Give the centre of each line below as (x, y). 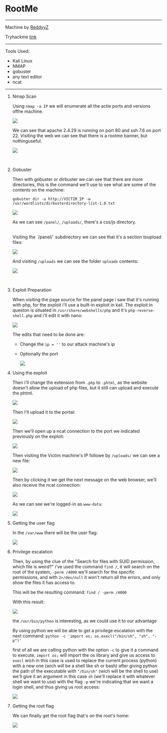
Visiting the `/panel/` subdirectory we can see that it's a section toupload (87, 237)
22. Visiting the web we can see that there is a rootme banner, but (80, 136)
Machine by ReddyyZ (27, 27)
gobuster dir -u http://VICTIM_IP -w (51, 199)
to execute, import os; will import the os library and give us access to (84, 655)
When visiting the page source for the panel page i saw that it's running (85, 299)
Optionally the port (39, 354)
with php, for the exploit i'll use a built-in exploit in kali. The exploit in (83, 305)
